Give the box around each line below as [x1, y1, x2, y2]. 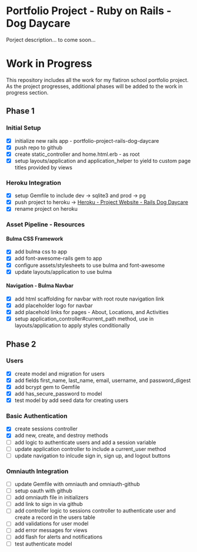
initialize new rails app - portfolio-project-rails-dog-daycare [14, 137, 159, 144]
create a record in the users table [14, 514, 96, 521]
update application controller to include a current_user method [14, 445, 166, 452]
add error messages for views [14, 527, 88, 534]
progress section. [6, 89, 49, 96]
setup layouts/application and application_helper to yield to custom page [14, 157, 191, 164]
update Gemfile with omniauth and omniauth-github [14, 481, 140, 488]
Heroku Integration [6, 178, 62, 187]
